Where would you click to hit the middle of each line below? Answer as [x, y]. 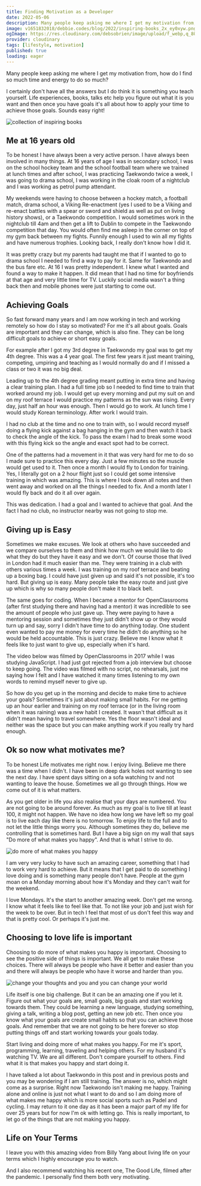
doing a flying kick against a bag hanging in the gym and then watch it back [99, 431]
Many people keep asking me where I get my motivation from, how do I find [99, 73]
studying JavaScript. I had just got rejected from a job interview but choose [99, 663]
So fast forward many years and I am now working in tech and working [93, 319]
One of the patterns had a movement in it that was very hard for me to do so [100, 455]
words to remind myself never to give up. [57, 682]
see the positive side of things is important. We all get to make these [90, 958]
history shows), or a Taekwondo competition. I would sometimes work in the [100, 217]
